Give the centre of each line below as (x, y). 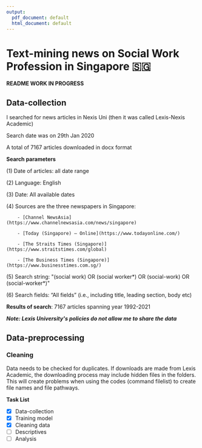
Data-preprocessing (45, 338)
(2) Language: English (34, 183)
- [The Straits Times (44, 244)
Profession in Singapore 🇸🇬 (79, 66)
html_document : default (42, 23)
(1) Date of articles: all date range (48, 171)
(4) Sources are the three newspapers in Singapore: (71, 206)
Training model (34, 418)
